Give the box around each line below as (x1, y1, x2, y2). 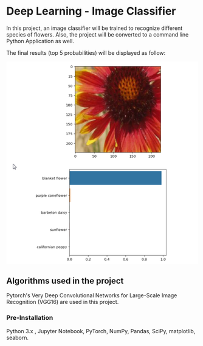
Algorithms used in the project (6, 275, 124, 286)
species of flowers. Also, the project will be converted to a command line (6, 30, 189, 38)
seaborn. (6, 334, 29, 341)
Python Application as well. (6, 37, 75, 44)
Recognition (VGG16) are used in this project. (6, 298, 119, 306)
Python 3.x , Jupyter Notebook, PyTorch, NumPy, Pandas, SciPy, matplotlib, (6, 327, 196, 334)
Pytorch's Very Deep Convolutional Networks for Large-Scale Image (6, 292, 177, 299)
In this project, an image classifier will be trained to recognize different (6, 24, 183, 32)
